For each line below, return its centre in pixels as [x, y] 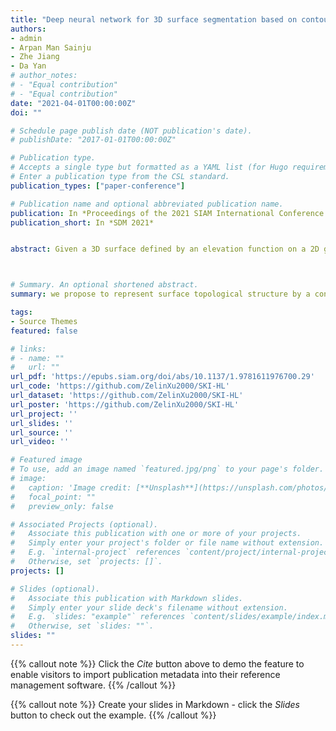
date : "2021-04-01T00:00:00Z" [73, 103]
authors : [28, 29]
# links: [28, 349]
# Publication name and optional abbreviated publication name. [147, 204]
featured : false [44, 331]
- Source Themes [44, 321]
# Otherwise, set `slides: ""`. [82, 626]
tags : [21, 312]
